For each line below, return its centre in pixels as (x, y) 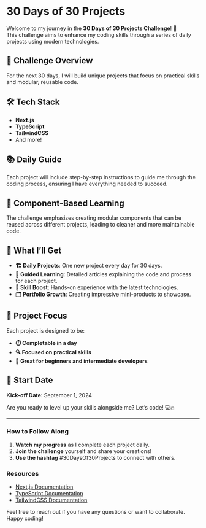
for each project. (36, 281)
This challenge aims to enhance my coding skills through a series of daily (99, 34)
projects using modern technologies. (53, 41)
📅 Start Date (30, 380)
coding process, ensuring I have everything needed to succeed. (87, 184)
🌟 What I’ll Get (34, 250)
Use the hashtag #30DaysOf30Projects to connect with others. (95, 457)
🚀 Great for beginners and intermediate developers (82, 361)
